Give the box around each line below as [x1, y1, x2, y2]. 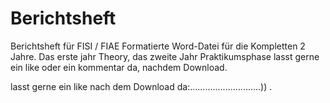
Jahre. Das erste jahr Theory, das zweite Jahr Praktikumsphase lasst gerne [10, 50, 320, 62]
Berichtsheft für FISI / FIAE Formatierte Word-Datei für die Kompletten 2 [10, 40, 306, 52]
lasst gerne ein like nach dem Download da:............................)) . [10, 80, 273, 92]
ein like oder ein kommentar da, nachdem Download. [10, 61, 228, 73]
